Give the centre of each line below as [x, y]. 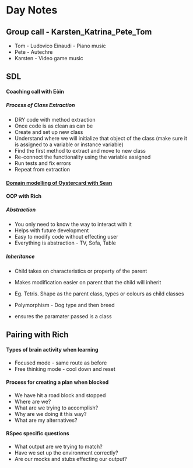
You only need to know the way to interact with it [73, 224]
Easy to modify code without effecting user [66, 237]
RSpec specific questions [38, 433]
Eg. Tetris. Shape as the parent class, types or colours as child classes [99, 294]
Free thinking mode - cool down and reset [65, 369]
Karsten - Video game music [49, 58]
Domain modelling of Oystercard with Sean [59, 183]
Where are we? [33, 401]
